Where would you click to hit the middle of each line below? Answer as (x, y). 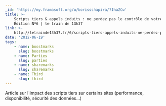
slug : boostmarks (36, 51)
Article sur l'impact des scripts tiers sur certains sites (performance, (75, 93)
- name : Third (28, 74)
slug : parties (33, 60)
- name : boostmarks (34, 47)
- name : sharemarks (34, 65)
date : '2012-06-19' (25, 38)
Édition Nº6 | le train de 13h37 (48, 24)
